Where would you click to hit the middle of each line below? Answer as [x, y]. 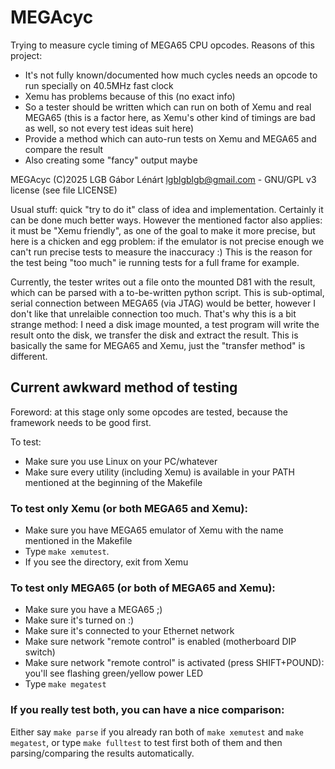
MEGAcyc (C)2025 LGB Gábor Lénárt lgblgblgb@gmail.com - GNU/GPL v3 [163, 179]
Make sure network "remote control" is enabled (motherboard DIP [160, 642]
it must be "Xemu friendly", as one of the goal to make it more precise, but [163, 230]
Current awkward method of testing [124, 387]
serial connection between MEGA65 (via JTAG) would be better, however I [163, 303]
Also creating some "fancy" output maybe [111, 160]
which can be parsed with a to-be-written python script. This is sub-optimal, [167, 292]
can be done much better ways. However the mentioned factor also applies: [166, 220]
